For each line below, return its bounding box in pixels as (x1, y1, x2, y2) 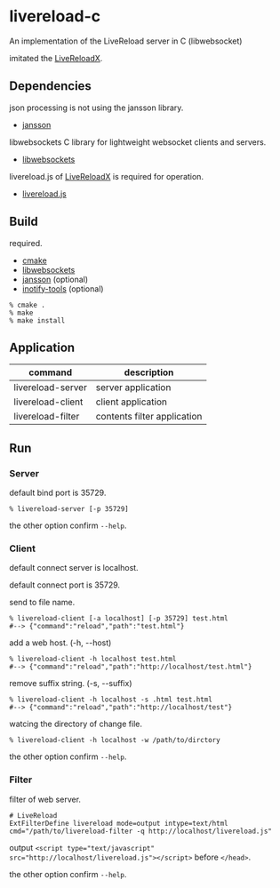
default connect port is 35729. (9, 580, 121, 590)
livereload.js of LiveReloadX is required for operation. (9, 171, 204, 181)
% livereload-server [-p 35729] (9, 505, 129, 514)
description (124, 366, 174, 379)
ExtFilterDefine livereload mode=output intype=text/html (9, 819, 228, 828)
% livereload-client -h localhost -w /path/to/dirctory (9, 736, 220, 745)
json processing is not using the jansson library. (9, 102, 184, 113)
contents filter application (95, 411, 203, 423)
